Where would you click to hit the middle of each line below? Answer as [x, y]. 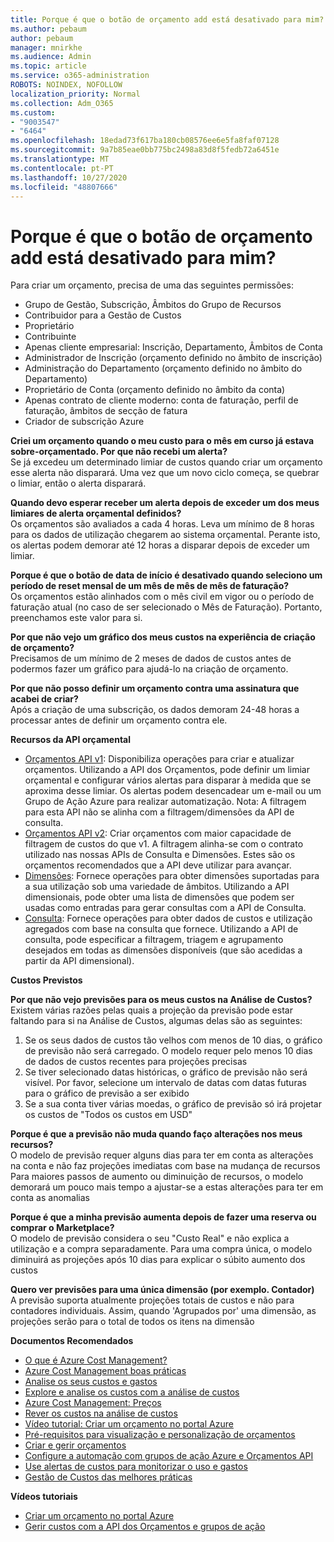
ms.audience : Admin [51, 57]
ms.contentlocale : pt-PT [62, 168]
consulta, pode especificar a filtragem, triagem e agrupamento [154, 940]
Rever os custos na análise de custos [101, 1413]
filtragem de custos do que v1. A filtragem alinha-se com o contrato [164, 844]
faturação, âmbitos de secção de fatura [106, 411]
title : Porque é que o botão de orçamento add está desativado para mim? [167, 19]
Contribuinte [50, 337]
